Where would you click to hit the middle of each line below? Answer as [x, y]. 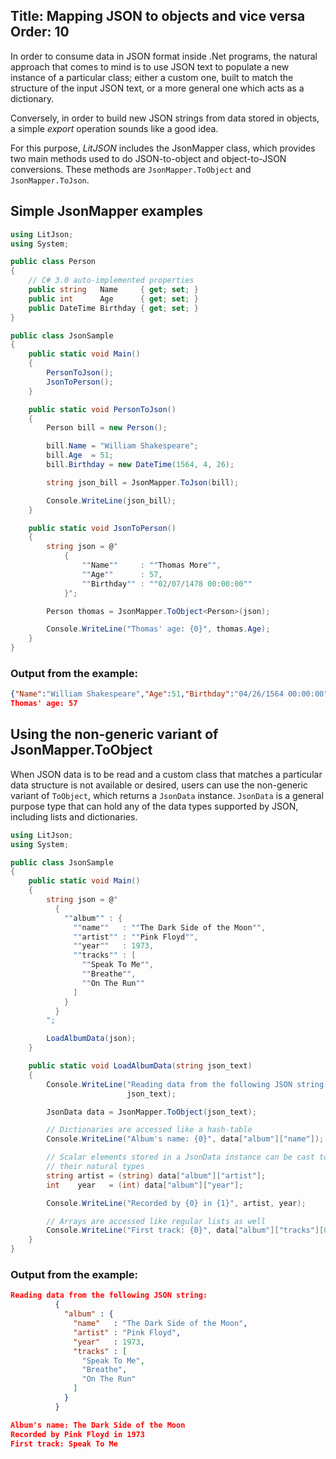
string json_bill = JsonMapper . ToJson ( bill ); [143, 482]
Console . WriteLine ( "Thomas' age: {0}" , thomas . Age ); [158, 629]
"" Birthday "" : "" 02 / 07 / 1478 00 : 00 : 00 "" [167, 584]
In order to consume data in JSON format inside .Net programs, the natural [164, 56]
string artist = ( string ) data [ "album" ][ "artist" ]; [156, 1175]
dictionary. [32, 98]
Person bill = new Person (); [107, 428]
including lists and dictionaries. [74, 816]
